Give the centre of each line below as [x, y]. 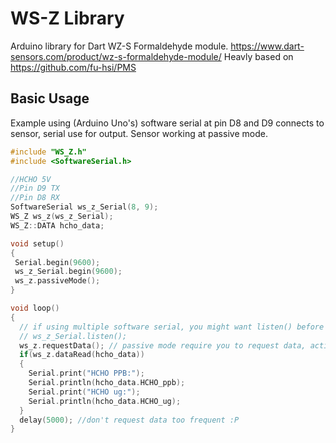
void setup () [37, 243]
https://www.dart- [267, 46]
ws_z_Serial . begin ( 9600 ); [68, 272]
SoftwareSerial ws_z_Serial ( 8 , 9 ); [84, 207]
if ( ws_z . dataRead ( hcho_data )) [82, 355]
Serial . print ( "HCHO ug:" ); [84, 392]
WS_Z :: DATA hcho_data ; [57, 225]
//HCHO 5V [31, 179]
